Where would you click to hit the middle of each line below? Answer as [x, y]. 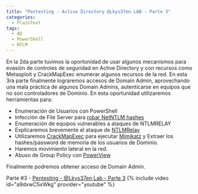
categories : [21, 17]
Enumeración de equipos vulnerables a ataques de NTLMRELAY [93, 123]
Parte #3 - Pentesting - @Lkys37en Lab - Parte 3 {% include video [87, 178]
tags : [13, 28]
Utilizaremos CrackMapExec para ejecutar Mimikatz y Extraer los [94, 136]
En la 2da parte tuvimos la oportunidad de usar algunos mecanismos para [96, 61]
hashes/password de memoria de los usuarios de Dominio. [87, 142]
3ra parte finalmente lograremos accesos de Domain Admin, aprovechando [98, 80]
